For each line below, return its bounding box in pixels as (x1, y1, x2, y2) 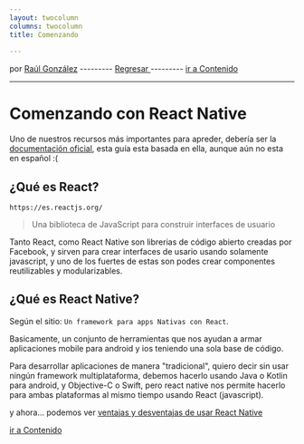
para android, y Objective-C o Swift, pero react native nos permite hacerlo (9, 380, 286, 391)
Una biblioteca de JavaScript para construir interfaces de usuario (31, 219, 276, 229)
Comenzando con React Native (9, 103, 247, 124)
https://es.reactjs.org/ (9, 203, 103, 212)
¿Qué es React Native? (9, 292, 140, 307)
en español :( (9, 153, 59, 164)
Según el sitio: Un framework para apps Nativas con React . (9, 315, 229, 326)
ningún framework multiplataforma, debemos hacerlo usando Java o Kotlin (9, 370, 288, 381)
